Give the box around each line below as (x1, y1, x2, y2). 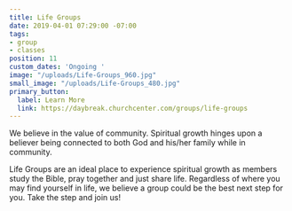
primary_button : (9, 87, 69, 96)
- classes (9, 46, 46, 55)
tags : (9, 29, 29, 38)
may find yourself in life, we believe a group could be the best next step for (9, 183, 284, 193)
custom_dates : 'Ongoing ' (9, 63, 105, 72)
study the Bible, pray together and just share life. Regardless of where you (9, 174, 281, 184)
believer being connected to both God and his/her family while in (9, 137, 246, 148)
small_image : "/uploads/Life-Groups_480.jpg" (9, 79, 180, 88)
